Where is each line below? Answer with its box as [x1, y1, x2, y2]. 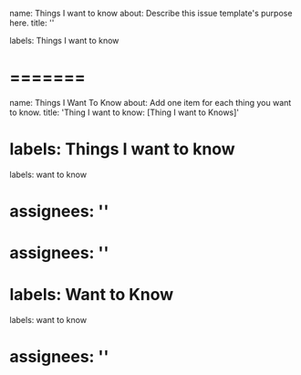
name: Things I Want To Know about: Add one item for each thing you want [9, 97, 292, 108]
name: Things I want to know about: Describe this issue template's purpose [9, 8, 293, 18]
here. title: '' [9, 17, 55, 28]
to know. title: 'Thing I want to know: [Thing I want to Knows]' [9, 107, 240, 118]
